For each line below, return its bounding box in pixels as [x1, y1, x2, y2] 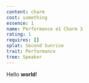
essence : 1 [6, 20, 34, 26]
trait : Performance [6, 48, 56, 55]
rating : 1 [6, 32, 32, 38]
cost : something [6, 15, 48, 21]
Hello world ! [6, 70, 38, 78]
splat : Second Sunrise [6, 43, 64, 49]
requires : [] [6, 37, 40, 43]
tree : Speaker [6, 54, 43, 60]
